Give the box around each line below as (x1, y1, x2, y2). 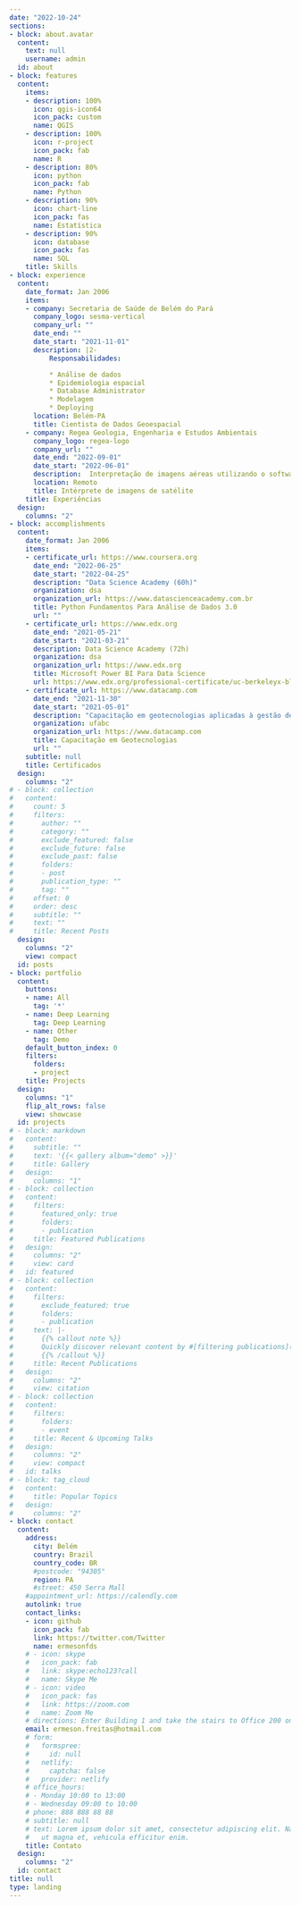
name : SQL (32, 254, 70, 264)
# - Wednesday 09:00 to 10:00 (25, 1800, 138, 1809)
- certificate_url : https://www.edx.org (25, 619, 178, 628)
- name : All (25, 993, 70, 1002)
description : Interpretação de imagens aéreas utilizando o (32, 470, 266, 479)
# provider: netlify (25, 1775, 110, 1784)
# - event (9, 1425, 70, 1435)
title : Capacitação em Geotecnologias (32, 736, 178, 745)
